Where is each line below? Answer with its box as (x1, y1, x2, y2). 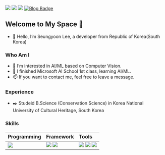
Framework (46, 133, 74, 140)
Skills (5, 120, 19, 127)
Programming (8, 133, 41, 140)
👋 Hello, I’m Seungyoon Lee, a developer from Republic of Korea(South (12, 33, 160, 39)
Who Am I (5, 51, 30, 58)
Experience (5, 88, 34, 95)
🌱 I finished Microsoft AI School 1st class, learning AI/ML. (12, 68, 131, 74)
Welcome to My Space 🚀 (5, 20, 83, 29)
